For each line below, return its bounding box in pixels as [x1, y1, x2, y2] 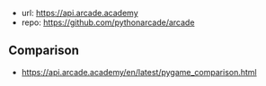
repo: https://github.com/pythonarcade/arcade [21, 17, 195, 28]
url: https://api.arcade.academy [21, 8, 138, 18]
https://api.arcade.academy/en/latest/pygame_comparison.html [21, 66, 257, 77]
